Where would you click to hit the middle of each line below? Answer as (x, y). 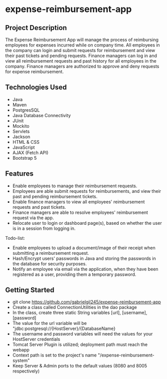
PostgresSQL (26, 110)
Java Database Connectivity (42, 115)
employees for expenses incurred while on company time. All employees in (83, 45)
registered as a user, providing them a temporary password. (74, 274)
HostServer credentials (36, 339)
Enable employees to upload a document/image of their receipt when (84, 248)
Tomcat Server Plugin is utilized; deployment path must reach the (80, 344)
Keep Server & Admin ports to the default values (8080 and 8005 (80, 366)
